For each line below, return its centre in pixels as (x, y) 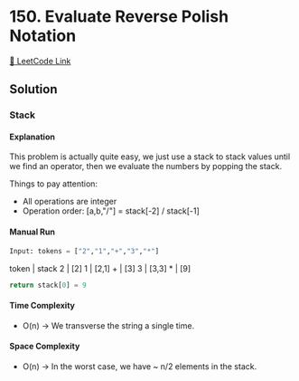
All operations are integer (70, 202)
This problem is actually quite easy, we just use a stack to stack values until (150, 157)
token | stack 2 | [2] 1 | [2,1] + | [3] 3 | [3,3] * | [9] (100, 268)
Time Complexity (42, 305)
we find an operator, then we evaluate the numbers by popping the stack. (146, 167)
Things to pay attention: (53, 184)
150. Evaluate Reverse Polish (119, 17)
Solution (33, 89)
